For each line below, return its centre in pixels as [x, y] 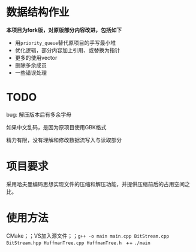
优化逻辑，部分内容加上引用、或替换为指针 [67, 50]
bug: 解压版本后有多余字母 [39, 114]
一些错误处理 [31, 72]
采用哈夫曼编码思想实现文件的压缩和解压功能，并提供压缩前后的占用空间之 [98, 184]
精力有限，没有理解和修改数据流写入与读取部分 [64, 140]
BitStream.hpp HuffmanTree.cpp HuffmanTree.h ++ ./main [79, 242]
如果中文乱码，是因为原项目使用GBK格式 [56, 127]
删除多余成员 [31, 65]
